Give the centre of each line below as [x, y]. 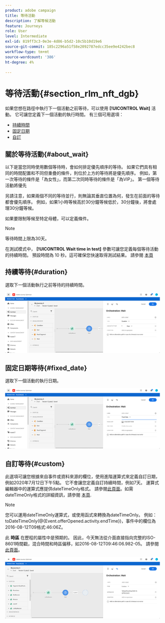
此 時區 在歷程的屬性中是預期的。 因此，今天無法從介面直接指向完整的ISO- [80, 538]
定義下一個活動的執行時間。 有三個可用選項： [78, 114]
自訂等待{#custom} [35, 464]
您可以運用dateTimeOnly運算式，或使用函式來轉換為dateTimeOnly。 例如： [81, 515]
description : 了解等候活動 [30, 21]
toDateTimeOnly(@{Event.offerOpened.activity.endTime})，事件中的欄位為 [81, 521]
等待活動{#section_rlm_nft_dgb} [72, 94]
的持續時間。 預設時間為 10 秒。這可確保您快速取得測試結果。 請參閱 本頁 [79, 255]
